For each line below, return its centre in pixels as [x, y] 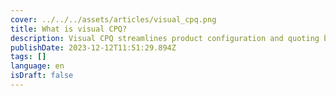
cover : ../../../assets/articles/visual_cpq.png [113, 19]
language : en [37, 66]
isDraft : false [42, 76]
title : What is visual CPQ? [69, 29]
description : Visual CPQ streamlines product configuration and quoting [165, 38]
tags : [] [28, 57]
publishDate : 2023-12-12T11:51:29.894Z [93, 47]
